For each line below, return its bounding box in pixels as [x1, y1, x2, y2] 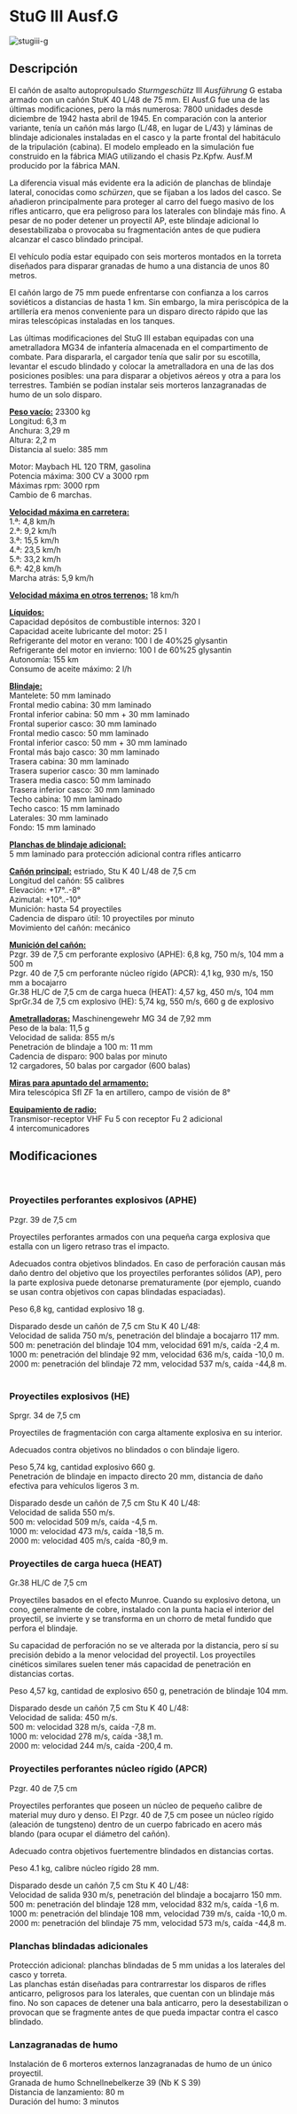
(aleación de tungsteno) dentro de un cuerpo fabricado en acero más [9, 1819, 262, 1829]
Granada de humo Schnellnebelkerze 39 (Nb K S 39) [9, 2078, 201, 2088]
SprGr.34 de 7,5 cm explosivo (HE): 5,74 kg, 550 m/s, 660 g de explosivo [9, 996, 275, 1006]
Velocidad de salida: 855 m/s [9, 1031, 115, 1043]
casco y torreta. [9, 1969, 67, 1980]
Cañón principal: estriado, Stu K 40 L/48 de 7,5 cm [9, 865, 197, 876]
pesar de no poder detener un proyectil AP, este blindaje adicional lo [9, 215, 260, 225]
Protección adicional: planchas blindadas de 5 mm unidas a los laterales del [9, 1960, 285, 1970]
